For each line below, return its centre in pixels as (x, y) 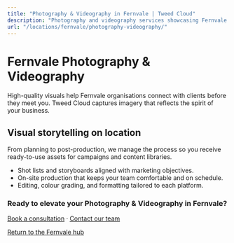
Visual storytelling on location (74, 133)
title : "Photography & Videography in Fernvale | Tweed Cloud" (102, 14)
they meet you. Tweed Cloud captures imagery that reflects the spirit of (110, 103)
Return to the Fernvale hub (46, 232)
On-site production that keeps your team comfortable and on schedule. (120, 178)
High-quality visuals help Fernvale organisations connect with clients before (117, 96)
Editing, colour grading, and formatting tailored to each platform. (110, 186)
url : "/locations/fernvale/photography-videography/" (88, 27)
